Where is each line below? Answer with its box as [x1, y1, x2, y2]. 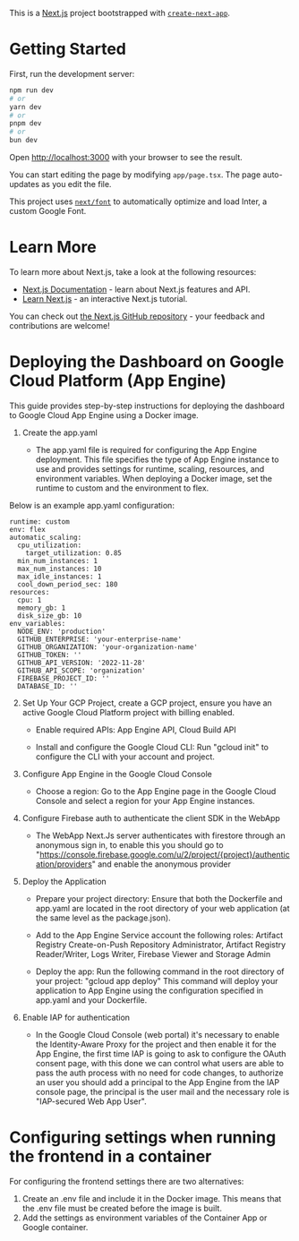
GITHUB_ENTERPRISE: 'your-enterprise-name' [17, 635, 182, 644]
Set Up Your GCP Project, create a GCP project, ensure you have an [21, 698, 273, 708]
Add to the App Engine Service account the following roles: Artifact [35, 929, 284, 940]
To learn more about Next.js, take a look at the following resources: [9, 267, 257, 277]
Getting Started [9, 39, 127, 59]
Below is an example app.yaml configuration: [9, 500, 175, 510]
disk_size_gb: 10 [17, 611, 82, 620]
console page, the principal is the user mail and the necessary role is [35, 1086, 290, 1097]
